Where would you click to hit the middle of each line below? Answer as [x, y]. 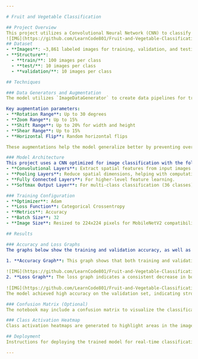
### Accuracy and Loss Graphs [43, 244]
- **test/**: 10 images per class [54, 66]
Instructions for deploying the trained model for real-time [83, 342]
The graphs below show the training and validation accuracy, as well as [99, 250]
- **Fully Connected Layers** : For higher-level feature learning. [91, 179]
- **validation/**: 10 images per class [62, 71]
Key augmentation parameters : [43, 109]
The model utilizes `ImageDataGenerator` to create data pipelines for [96, 98]
